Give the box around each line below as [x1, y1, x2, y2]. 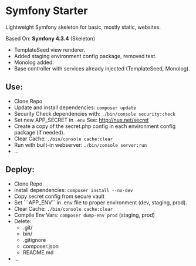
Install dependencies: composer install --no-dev [13, 186, 133, 193]
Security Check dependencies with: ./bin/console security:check [13, 110, 175, 117]
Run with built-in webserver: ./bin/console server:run [13, 141, 147, 148]
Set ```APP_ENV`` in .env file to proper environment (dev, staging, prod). [13, 198, 187, 206]
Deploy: [5, 164, 35, 174]
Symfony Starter [5, 4, 88, 18]
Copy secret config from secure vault [13, 193, 105, 200]
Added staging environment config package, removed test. [13, 52, 157, 59]
